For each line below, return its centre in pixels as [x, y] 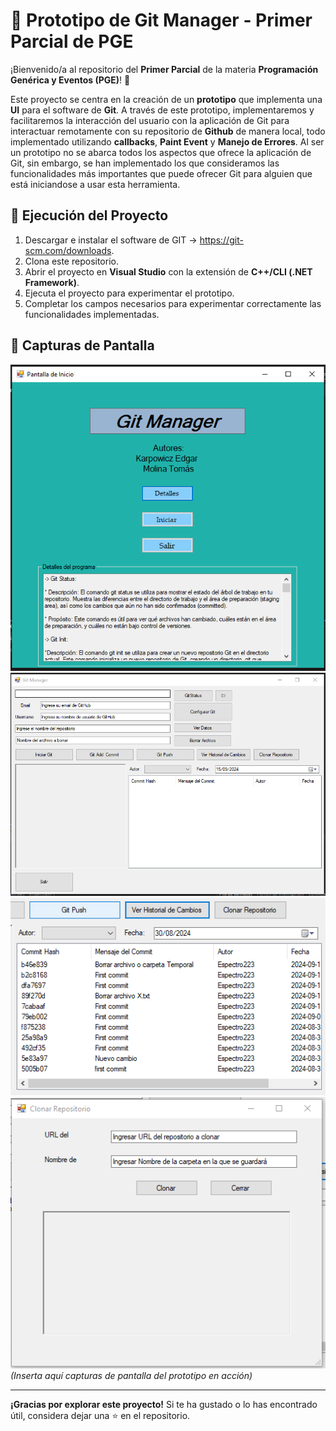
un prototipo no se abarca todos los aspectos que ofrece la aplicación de [161, 152]
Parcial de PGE [72, 41]
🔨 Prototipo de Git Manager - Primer [161, 20]
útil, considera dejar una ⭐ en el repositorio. [100, 1416]
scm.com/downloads [68, 250]
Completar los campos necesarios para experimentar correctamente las [173, 303]
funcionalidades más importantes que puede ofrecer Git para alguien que [161, 173]
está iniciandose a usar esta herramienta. [95, 184]
